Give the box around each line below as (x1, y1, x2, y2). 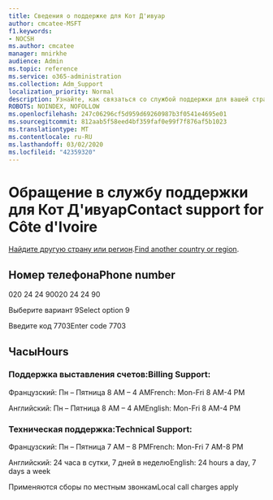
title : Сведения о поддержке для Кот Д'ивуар (8, 11, 165, 20)
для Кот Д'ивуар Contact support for (8, 200, 264, 219)
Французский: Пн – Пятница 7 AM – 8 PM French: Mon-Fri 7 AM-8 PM (8, 442, 244, 452)
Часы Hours (8, 345, 69, 359)
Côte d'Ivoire (8, 217, 97, 236)
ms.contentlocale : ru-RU (8, 133, 93, 141)
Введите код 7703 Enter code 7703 (8, 321, 127, 331)
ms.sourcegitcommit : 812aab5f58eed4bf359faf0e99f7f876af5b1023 (8, 118, 227, 126)
